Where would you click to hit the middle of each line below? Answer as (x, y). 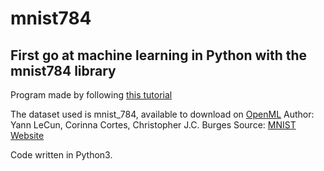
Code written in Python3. (61, 155)
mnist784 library (63, 70)
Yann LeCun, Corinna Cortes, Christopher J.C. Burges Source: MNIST (153, 125)
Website (27, 135)
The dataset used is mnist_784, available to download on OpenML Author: (162, 114)
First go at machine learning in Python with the (159, 55)
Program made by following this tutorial (91, 95)
